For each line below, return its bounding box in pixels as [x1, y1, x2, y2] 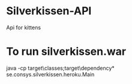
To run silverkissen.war [6, 45, 127, 58]
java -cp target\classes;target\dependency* [6, 64, 115, 71]
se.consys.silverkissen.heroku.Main [6, 70, 95, 78]
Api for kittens [6, 24, 41, 31]
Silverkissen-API [6, 4, 92, 18]
